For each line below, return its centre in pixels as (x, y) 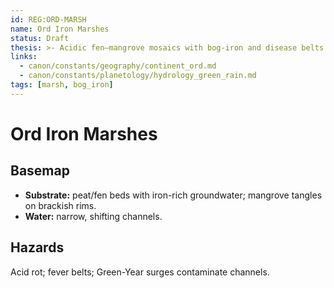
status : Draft (40, 38)
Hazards (37, 247)
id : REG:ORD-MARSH (48, 19)
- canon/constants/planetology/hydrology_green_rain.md (138, 76)
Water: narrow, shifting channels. (93, 216)
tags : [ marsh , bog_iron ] (62, 85)
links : (24, 57)
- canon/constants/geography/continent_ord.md (118, 66)
